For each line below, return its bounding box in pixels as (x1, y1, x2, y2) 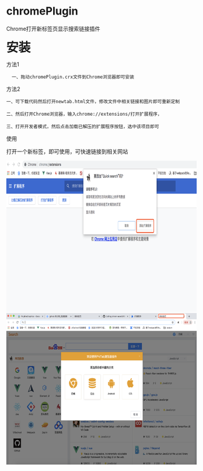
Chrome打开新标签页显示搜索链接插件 (6, 25, 101, 32)
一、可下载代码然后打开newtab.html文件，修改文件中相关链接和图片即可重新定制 (6, 98, 180, 104)
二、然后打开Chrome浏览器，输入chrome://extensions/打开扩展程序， (6, 111, 163, 117)
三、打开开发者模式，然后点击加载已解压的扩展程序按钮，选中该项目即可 (6, 123, 159, 130)
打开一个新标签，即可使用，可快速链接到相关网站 (6, 147, 128, 155)
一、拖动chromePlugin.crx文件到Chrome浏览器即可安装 (11, 74, 135, 80)
